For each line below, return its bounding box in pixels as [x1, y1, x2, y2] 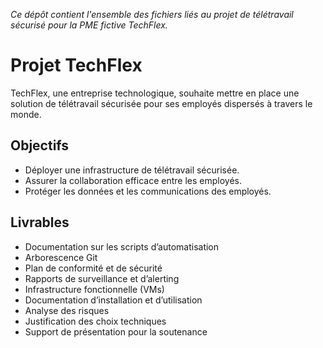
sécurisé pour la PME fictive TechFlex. [10, 19, 168, 31]
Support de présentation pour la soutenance [24, 325, 208, 338]
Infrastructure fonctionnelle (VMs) [24, 283, 165, 295]
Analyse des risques [24, 304, 110, 316]
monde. [10, 108, 42, 120]
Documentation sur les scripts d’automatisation [24, 240, 220, 253]
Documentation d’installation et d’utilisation [24, 294, 203, 306]
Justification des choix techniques [24, 315, 167, 327]
